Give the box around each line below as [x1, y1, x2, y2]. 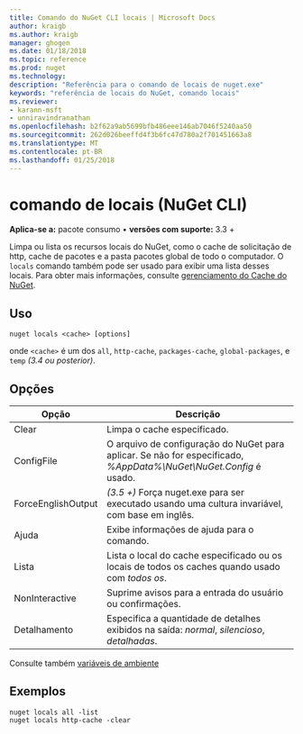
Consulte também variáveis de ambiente [9, 658, 160, 669]
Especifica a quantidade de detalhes [106, 612, 262, 625]
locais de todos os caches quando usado [106, 560, 281, 573]
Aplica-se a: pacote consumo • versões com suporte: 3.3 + [9, 224, 235, 235]
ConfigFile [14, 455, 58, 467]
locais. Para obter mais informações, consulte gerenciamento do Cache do [9, 270, 288, 281]
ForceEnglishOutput [14, 497, 98, 510]
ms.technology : [9, 72, 67, 81]
